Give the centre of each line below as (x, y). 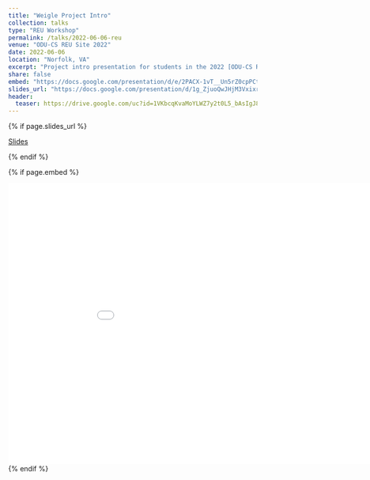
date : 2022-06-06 (37, 52)
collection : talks (38, 23)
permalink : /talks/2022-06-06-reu (65, 38)
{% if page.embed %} (43, 172)
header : (21, 96)
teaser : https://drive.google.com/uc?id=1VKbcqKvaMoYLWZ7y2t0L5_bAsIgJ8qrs (143, 104)
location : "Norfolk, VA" (49, 60)
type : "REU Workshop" (44, 30)
